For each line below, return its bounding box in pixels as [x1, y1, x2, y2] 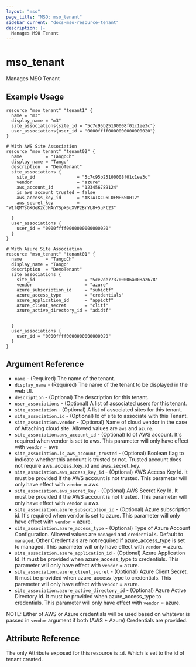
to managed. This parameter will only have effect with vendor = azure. [14, 543, 183, 550]
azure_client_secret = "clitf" [16, 302, 109, 308]
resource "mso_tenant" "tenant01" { [6, 251, 95, 257]
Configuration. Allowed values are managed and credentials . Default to [14, 530, 183, 537]
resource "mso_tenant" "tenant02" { [6, 148, 95, 154]
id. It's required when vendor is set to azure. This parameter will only [14, 512, 180, 519]
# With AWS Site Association [6, 143, 77, 149]
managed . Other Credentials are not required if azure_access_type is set [14, 537, 185, 544]
